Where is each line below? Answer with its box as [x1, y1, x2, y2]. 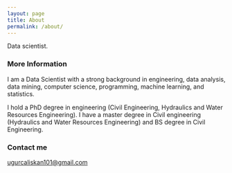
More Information [7, 60, 67, 69]
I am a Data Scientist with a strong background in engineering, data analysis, [7, 75, 226, 83]
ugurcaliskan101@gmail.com [7, 158, 88, 166]
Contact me [7, 143, 48, 152]
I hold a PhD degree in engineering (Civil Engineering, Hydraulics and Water [7, 103, 223, 111]
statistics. [7, 89, 35, 98]
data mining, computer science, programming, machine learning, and [7, 82, 204, 91]
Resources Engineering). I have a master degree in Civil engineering [7, 110, 202, 118]
